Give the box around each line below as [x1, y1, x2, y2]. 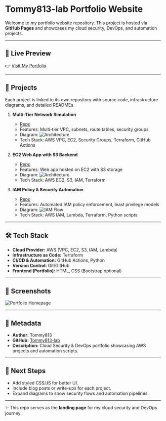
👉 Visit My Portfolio [5, 63, 47, 69]
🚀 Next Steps [5, 367, 46, 375]
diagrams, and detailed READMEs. [5, 102, 75, 108]
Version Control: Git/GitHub [12, 263, 70, 269]
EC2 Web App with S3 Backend [12, 152, 78, 158]
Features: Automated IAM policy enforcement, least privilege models [19, 201, 160, 207]
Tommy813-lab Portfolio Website [5, 3, 143, 15]
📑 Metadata [5, 319, 41, 327]
